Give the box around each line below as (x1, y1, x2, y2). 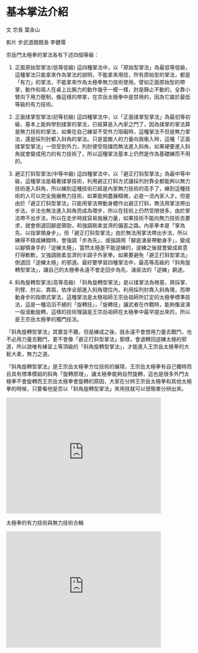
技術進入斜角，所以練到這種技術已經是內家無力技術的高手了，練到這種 (14, 184, 186, 192)
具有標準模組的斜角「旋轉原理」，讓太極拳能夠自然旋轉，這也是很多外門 (11, 370, 184, 377)
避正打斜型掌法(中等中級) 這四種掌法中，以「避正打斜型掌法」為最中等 (14, 170, 186, 177)
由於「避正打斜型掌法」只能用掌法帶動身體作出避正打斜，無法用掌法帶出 (14, 199, 190, 207)
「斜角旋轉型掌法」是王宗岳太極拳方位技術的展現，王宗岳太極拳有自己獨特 (6, 363, 187, 370)
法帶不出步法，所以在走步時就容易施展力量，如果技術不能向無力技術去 (14, 214, 186, 222)
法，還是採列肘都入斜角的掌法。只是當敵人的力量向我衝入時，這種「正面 (14, 135, 190, 142)
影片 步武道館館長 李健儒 (6, 38, 66, 46)
